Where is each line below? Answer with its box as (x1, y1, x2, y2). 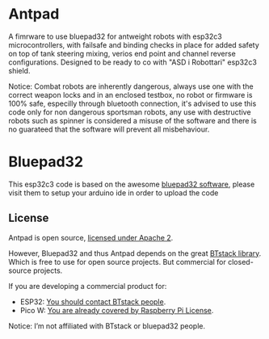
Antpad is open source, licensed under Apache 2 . (8, 232, 174, 242)
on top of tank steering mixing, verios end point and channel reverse (8, 48, 236, 58)
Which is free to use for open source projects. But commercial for (8, 257, 226, 266)
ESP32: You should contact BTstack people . (19, 296, 166, 307)
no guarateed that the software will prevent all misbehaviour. (8, 124, 210, 134)
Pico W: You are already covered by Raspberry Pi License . (19, 305, 214, 315)
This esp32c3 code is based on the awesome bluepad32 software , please (8, 179, 255, 189)
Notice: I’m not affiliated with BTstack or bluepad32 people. (8, 320, 206, 331)
